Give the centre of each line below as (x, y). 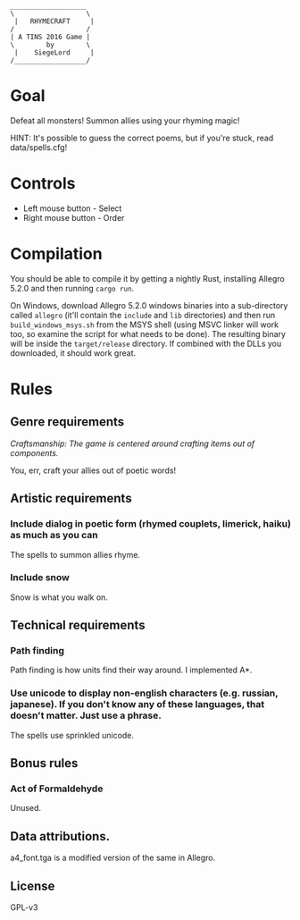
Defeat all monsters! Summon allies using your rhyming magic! (125, 120)
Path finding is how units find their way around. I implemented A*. (131, 670)
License (33, 886)
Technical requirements (78, 625)
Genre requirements (67, 422)
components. (34, 452)
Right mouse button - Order (74, 217)
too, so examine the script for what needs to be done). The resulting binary (148, 333)
